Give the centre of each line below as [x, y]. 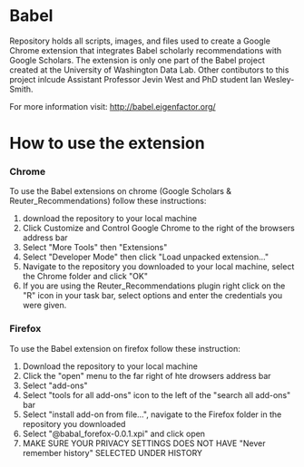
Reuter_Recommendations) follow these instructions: [108, 201]
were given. [44, 306]
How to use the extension [108, 144]
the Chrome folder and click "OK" [85, 277]
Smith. [21, 89]
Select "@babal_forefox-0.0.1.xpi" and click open [114, 433]
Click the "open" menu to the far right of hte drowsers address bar [147, 375]
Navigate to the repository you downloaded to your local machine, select [158, 267]
